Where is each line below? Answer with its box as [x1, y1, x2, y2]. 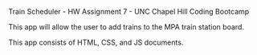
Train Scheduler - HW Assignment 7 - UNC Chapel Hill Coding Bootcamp [8, 7, 250, 16]
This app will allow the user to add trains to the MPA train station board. [8, 22, 245, 31]
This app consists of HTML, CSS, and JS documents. [8, 37, 184, 47]
